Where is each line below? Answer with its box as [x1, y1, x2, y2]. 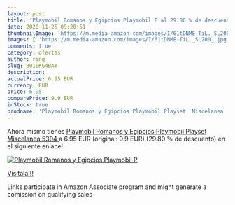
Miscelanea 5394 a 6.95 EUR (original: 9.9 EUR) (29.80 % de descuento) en [7, 134, 226, 143]
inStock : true [7, 101, 49, 108]
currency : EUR [7, 82, 49, 89]
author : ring [7, 56, 45, 63]
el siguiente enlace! [7, 141, 64, 150]
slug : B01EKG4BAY [7, 62, 58, 69]
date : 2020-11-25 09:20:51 [7, 23, 86, 30]
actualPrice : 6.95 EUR [7, 75, 73, 83]
